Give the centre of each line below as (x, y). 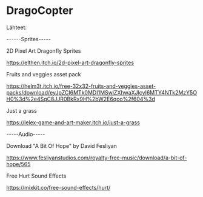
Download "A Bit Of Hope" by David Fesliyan (62, 145)
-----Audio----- (26, 134)
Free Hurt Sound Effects (36, 176)
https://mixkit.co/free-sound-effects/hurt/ (58, 187)
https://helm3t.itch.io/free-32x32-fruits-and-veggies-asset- (81, 86)
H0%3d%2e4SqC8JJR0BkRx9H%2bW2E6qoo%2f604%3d (81, 99)
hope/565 (18, 164)
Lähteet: (17, 27)
